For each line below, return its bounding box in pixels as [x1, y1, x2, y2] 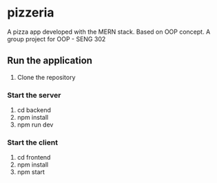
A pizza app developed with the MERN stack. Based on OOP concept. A [7, 28, 211, 36]
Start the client [7, 138, 59, 147]
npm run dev [17, 120, 54, 129]
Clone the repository [17, 73, 76, 81]
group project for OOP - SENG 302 [7, 34, 106, 43]
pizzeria [7, 5, 54, 21]
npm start [17, 168, 45, 176]
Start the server [7, 90, 61, 100]
